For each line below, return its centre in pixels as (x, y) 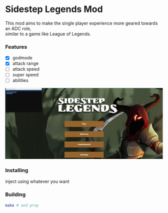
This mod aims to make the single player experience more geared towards (81, 23)
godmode (22, 58)
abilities (20, 80)
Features (16, 47)
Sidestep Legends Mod (54, 9)
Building (15, 194)
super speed (25, 75)
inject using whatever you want (37, 181)
